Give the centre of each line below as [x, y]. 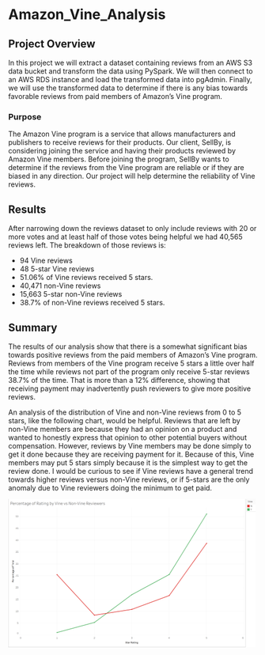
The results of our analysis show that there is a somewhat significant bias [128, 346]
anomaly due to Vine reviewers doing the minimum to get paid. [110, 487]
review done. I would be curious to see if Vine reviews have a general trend [131, 471]
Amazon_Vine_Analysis [87, 15]
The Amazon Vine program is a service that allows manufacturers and [122, 134]
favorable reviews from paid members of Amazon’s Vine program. [115, 96]
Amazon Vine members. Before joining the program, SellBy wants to [119, 159]
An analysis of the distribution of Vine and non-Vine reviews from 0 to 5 [125, 412]
